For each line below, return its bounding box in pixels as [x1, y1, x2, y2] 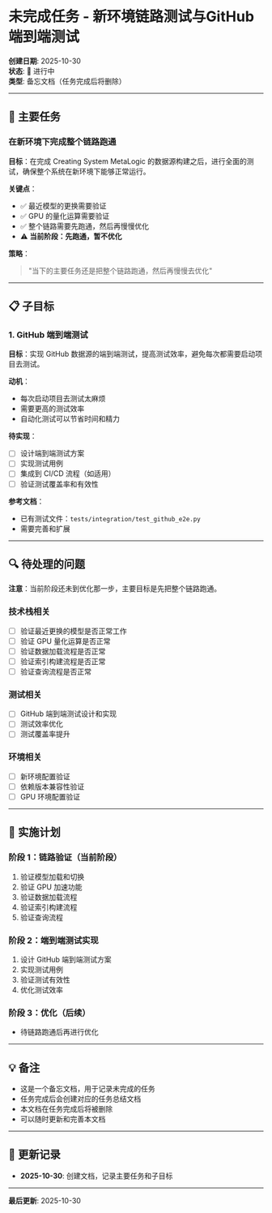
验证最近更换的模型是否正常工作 [19, 626, 127, 636]
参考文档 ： [8, 496, 45, 506]
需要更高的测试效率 [19, 404, 85, 414]
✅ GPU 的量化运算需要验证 [19, 211, 110, 221]
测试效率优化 [19, 719, 63, 729]
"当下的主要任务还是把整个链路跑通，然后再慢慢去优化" [28, 265, 213, 276]
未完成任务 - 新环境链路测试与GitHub [8, 7, 255, 26]
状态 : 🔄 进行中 [8, 66, 55, 75]
